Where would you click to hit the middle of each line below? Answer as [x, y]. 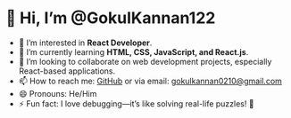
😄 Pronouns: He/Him [58, 93]
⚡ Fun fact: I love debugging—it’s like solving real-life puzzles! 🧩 [136, 103]
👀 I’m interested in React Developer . [85, 43]
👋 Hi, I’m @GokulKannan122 [111, 18]
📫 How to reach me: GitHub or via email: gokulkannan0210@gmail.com [150, 81]
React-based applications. [67, 71]
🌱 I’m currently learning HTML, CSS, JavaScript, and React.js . [133, 51]
